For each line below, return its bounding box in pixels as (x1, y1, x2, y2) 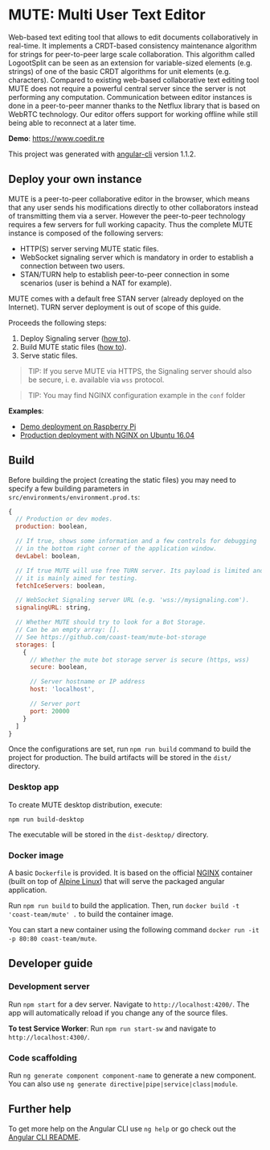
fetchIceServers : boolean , (15, 582, 106, 590)
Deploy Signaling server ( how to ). (19, 333, 131, 343)
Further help (8, 1102, 72, 1116)
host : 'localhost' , (29, 685, 95, 694)
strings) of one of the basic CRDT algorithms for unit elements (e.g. (8, 66, 231, 76)
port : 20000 (29, 707, 70, 715)
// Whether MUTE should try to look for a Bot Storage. (15, 618, 207, 626)
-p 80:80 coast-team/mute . (8, 933, 97, 944)
